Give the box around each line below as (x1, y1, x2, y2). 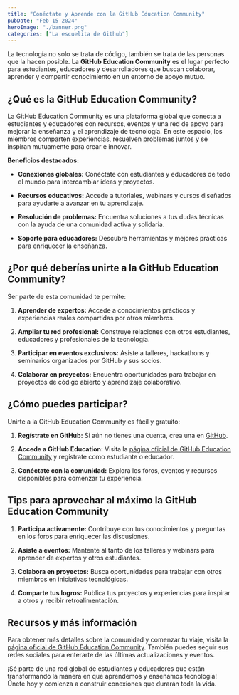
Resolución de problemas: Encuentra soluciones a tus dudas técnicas (17, 213, 224, 221)
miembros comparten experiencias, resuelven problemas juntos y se (7, 135, 208, 143)
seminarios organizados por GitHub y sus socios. (17, 356, 162, 365)
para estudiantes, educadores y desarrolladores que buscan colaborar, (7, 65, 216, 73)
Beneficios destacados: (7, 156, 80, 164)
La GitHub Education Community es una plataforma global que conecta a (7, 112, 222, 121)
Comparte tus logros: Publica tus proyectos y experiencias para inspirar (17, 588, 231, 597)
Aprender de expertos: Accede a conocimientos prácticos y (17, 305, 196, 314)
